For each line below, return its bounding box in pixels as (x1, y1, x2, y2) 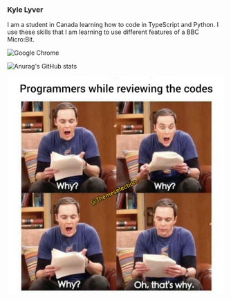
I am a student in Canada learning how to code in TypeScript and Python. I (7, 21, 219, 29)
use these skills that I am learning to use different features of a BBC (7, 28, 199, 36)
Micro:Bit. (7, 35, 35, 44)
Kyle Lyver (7, 5, 44, 15)
